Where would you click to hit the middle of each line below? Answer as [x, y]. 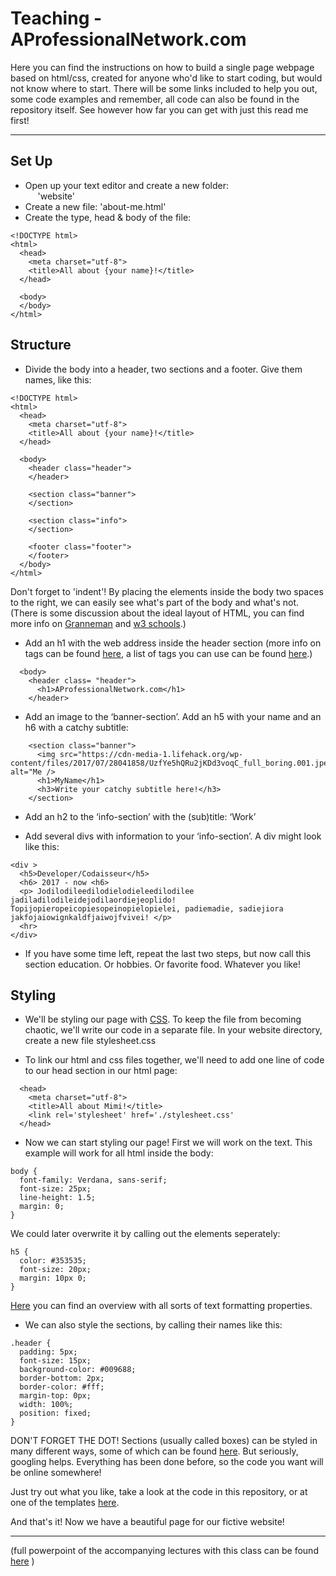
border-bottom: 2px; [62, 1378]
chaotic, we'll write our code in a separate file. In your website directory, [173, 1030]
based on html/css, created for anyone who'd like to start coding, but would [166, 78]
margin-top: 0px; [55, 1396]
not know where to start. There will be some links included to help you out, [164, 88]
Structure [41, 345]
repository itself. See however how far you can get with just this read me [159, 109]
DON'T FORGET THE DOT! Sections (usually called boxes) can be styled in [164, 1441]
